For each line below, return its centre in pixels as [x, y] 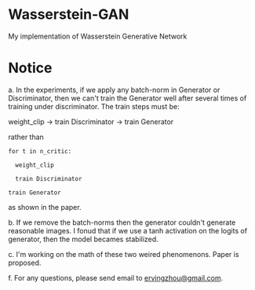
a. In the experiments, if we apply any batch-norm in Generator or [114, 90]
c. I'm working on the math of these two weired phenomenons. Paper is [124, 254]
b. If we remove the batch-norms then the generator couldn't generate [122, 222]
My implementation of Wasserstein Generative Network [98, 36]
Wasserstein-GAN [69, 15]
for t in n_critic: [40, 151]
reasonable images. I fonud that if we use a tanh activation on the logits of [128, 230]
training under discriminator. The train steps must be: [94, 106]
